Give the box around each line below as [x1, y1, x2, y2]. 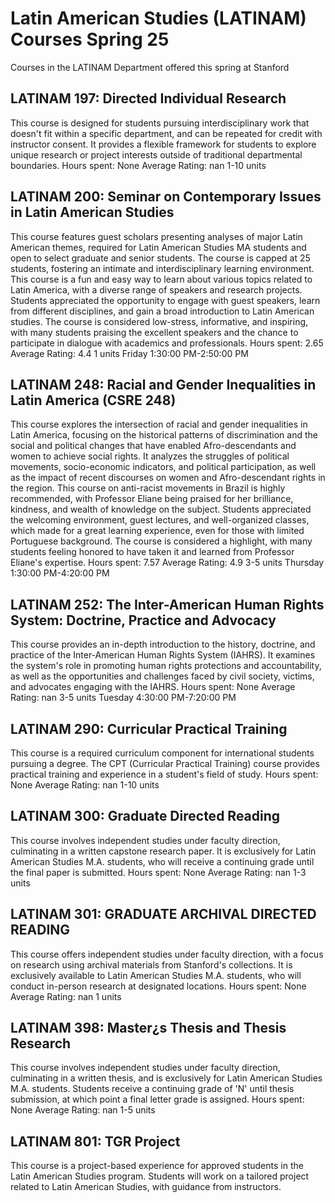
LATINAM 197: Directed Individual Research [10, 90, 287, 107]
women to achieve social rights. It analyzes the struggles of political [10, 450, 290, 462]
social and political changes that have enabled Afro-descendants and [10, 440, 297, 452]
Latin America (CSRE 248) [10, 392, 177, 409]
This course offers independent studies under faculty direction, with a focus [10, 948, 324, 960]
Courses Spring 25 [10, 28, 170, 51]
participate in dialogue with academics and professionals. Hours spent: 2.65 [10, 337, 324, 349]
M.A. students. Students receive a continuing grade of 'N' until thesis [10, 1083, 295, 1095]
